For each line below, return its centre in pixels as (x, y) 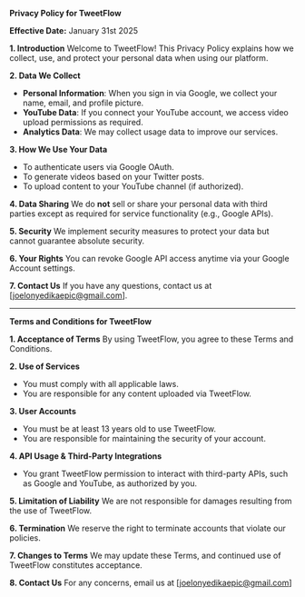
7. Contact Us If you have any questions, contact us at (111, 286)
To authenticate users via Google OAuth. (98, 167)
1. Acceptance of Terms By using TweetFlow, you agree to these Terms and (152, 339)
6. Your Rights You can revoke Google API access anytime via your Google (149, 259)
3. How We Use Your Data (59, 149)
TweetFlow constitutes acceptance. (76, 565)
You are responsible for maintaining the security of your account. (144, 438)
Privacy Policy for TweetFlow (65, 13)
